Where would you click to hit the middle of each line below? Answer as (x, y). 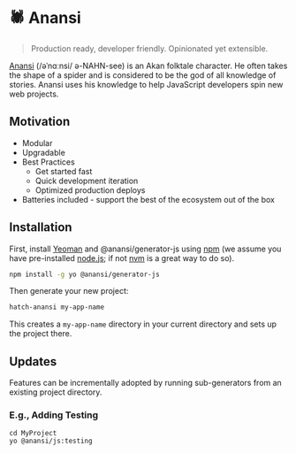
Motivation (40, 122)
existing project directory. (56, 392)
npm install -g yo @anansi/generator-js (85, 274)
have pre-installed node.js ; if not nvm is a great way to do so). (122, 258)
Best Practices (48, 162)
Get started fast (64, 171)
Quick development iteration (87, 181)
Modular (37, 142)
